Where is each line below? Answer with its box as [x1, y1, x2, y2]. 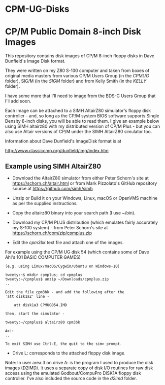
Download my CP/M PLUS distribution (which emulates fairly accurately [12, 219, 158, 225]
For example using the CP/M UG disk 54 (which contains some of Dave [5, 249, 149, 255]
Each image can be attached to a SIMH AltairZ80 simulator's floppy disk [5, 107, 151, 114]
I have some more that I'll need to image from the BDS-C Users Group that [5, 93, 156, 99]
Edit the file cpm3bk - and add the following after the [5, 289, 125, 294]
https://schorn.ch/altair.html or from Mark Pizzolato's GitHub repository [12, 180, 157, 186]
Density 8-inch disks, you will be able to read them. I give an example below [5, 118, 160, 124]
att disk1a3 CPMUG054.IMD [14, 302, 67, 308]
